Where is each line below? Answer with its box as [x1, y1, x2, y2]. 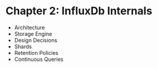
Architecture [14, 24, 45, 31]
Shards [14, 43, 32, 50]
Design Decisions [14, 36, 58, 44]
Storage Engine [14, 30, 52, 37]
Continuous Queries [14, 55, 64, 63]
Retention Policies [14, 49, 59, 56]
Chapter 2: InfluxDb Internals [5, 4, 153, 18]
